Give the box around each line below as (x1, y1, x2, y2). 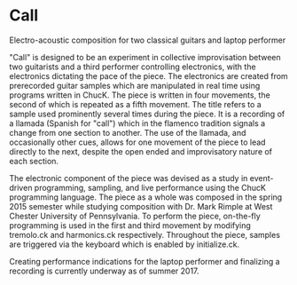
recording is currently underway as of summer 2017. (9, 265, 199, 276)
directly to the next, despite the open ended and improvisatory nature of (9, 146, 273, 156)
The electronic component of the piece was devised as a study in (9, 172, 248, 183)
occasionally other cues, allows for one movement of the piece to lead (9, 137, 266, 147)
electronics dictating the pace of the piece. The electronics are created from (9, 70, 288, 81)
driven (9, 182, 33, 193)
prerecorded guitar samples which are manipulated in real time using (9, 80, 261, 91)
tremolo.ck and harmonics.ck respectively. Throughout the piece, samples (9, 229, 281, 240)
